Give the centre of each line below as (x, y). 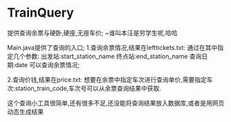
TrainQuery (40, 13)
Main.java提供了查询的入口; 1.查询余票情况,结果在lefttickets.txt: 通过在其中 (112, 47)
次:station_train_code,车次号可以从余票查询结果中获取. (84, 88)
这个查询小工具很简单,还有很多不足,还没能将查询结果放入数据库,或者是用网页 (116, 103)
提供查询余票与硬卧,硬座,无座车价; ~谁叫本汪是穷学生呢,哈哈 (92, 33)
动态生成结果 (25, 112)
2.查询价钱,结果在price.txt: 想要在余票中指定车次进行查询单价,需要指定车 (110, 79)
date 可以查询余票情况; (47, 64)
